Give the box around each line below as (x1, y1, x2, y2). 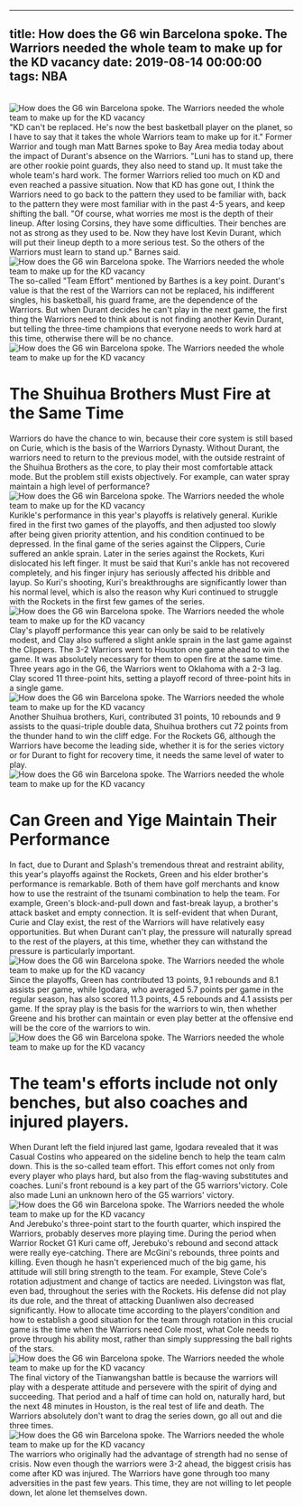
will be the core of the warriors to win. (9, 1022, 151, 1033)
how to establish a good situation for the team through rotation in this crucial (9, 1314, 293, 1324)
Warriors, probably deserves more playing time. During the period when (9, 1228, 277, 1239)
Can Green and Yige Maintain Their (9, 810, 278, 830)
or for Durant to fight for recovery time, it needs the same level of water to (9, 749, 284, 760)
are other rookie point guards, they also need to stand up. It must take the (9, 160, 283, 171)
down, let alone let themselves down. (9, 1487, 148, 1498)
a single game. (9, 682, 64, 693)
